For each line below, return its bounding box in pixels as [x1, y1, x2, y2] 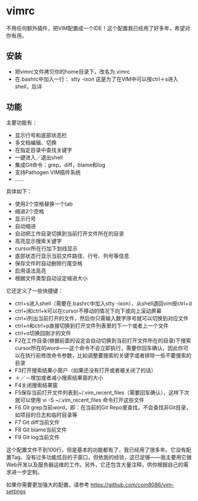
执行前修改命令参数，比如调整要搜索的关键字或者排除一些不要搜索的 [25, 352, 191, 359]
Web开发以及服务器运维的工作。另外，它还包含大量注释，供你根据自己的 [6, 461, 184, 468]
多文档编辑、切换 [14, 138, 57, 146]
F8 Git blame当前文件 [14, 426, 67, 433]
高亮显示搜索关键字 [14, 237, 62, 244]
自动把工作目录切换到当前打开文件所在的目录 [14, 230, 124, 237]
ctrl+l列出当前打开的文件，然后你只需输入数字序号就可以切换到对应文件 [14, 314, 189, 322]
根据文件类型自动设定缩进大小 [14, 275, 88, 282]
